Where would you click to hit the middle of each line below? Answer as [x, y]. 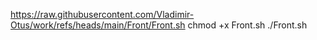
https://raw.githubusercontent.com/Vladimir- [102, 14]
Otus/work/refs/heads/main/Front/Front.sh [98, 25]
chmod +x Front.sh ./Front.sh [247, 25]
